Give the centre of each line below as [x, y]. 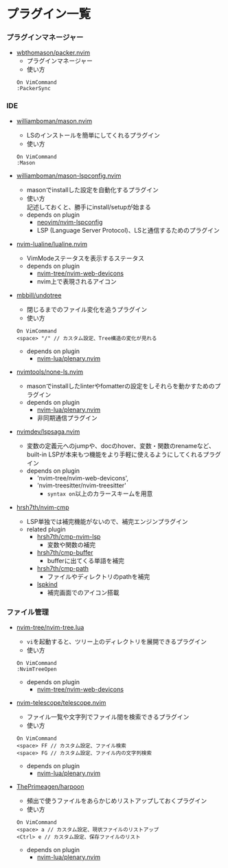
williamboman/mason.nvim [54, 120]
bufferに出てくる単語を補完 [86, 560]
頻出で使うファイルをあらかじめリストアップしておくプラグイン [117, 801]
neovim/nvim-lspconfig [70, 222]
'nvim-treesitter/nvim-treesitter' [81, 485]
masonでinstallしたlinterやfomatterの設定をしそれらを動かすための [121, 385]
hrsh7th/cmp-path [63, 568]
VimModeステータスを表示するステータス [85, 258]
